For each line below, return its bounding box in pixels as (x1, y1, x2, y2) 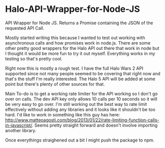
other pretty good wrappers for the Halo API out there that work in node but (5, 45, 160, 51)
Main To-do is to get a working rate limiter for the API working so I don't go (5, 91, 158, 97)
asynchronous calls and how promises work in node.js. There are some (5, 40, 151, 46)
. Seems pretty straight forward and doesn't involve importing (32, 122, 158, 128)
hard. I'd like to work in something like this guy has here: (5, 111, 120, 117)
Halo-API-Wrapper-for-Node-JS (5, 3, 140, 15)
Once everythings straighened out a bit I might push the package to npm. (5, 137, 155, 143)
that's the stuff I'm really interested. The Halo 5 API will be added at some (5, 76, 156, 82)
